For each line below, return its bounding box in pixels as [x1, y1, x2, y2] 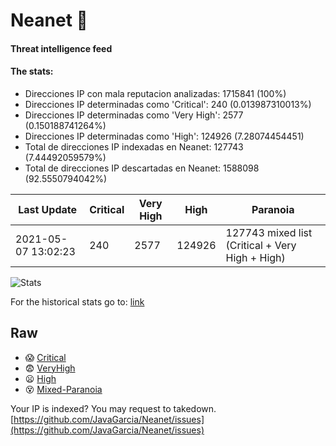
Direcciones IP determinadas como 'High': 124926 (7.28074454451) [24, 130, 305, 142]
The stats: [10, 65, 54, 78]
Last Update [18, 202, 78, 216]
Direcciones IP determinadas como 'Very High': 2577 [24, 109, 244, 121]
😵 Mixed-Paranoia [24, 383, 103, 395]
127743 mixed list [225, 225, 313, 239]
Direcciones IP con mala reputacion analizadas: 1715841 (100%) [24, 87, 287, 99]
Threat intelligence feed [10, 42, 113, 54]
